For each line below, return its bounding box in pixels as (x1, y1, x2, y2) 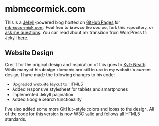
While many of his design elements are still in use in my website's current (5, 67, 151, 72)
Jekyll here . (5, 35, 29, 41)
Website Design (5, 49, 54, 57)
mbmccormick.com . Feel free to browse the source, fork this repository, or (5, 24, 154, 30)
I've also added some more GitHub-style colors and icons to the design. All (5, 106, 155, 112)
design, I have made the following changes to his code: (5, 71, 115, 78)
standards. (5, 116, 27, 122)
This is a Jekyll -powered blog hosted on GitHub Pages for (5, 19, 120, 25)
